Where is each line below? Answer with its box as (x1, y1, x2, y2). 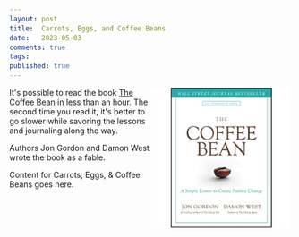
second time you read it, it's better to (9, 106, 146, 116)
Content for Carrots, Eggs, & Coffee (9, 170, 141, 180)
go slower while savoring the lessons (9, 116, 146, 126)
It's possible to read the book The (9, 88, 134, 97)
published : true (9, 62, 70, 71)
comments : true (9, 43, 66, 52)
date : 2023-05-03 (9, 33, 82, 42)
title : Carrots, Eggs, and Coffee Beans (9, 23, 167, 33)
